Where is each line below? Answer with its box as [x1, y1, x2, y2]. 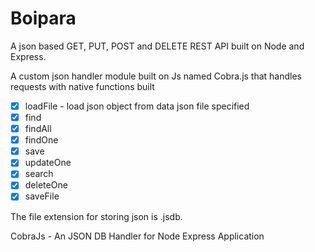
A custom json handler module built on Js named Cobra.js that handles [10, 70, 303, 82]
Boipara [10, 7, 77, 30]
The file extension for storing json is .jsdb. [10, 210, 183, 222]
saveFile [24, 190, 60, 202]
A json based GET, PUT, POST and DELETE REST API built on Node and [10, 40, 305, 52]
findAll [24, 123, 52, 135]
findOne [24, 134, 59, 146]
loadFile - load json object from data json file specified [24, 100, 250, 112]
